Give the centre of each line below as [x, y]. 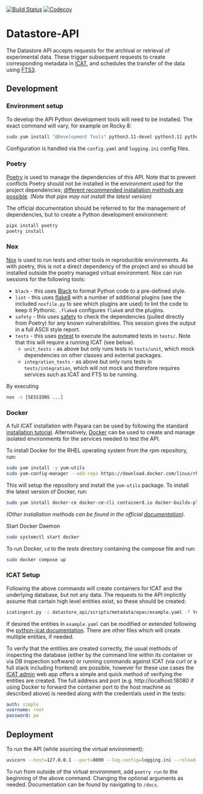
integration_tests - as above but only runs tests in [88, 361]
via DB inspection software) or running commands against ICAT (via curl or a [101, 661]
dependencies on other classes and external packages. [93, 355]
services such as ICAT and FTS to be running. [81, 374]
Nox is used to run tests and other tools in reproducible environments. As [97, 259]
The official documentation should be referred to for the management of [96, 208]
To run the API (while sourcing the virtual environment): [75, 749]
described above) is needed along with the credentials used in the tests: [96, 693]
